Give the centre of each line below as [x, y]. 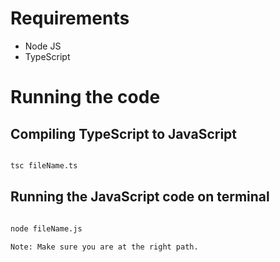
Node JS [43, 46]
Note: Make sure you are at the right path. [104, 247]
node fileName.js [46, 228]
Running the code [85, 97]
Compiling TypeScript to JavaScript [124, 133]
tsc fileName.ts [44, 165]
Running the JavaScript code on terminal [140, 197]
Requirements [70, 18]
